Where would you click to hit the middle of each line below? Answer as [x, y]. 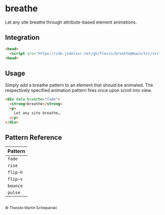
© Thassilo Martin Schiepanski [31, 208]
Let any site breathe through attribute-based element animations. [71, 22]
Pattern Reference [34, 137]
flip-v [15, 179]
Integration [23, 38]
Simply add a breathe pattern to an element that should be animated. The [79, 85]
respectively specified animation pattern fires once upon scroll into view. [79, 90]
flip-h [15, 173]
